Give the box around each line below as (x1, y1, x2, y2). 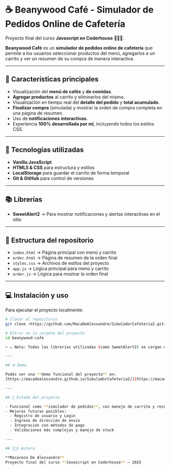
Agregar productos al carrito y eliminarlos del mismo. (12, 94, 125, 100)
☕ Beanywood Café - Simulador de (5, 4, 154, 16)
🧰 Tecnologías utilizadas (5, 145, 84, 154)
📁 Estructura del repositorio (5, 236, 94, 245)
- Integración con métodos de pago (10, 423, 85, 428)
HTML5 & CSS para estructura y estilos (12, 164, 95, 170)
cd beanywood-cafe (5, 335, 44, 340)
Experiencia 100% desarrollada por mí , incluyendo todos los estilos (12, 121, 154, 127)
